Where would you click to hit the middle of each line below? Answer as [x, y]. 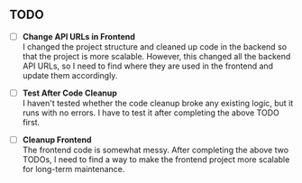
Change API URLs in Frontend [78, 36]
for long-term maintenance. [73, 169]
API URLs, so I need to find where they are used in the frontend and [147, 66]
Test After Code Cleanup [69, 93]
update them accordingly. [70, 75]
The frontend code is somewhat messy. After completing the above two [156, 150]
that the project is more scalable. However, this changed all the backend [156, 56]
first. [31, 122]
